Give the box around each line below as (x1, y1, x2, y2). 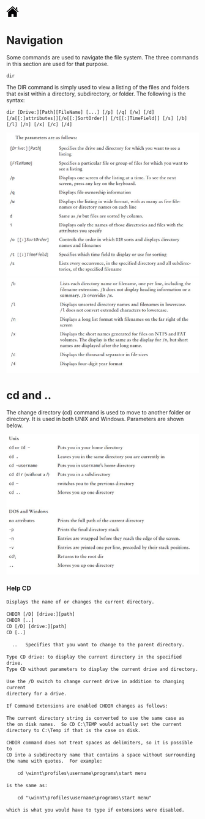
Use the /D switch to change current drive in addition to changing (6, 678, 185, 684)
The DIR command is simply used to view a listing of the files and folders (6, 83, 190, 91)
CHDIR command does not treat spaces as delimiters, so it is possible (6, 739, 193, 746)
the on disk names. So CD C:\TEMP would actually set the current (6, 721, 182, 727)
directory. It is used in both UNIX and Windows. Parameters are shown (6, 415, 184, 422)
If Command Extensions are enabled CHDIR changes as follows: (6, 703, 168, 709)
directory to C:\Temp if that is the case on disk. (6, 727, 141, 733)
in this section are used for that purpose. (6, 60, 109, 67)
